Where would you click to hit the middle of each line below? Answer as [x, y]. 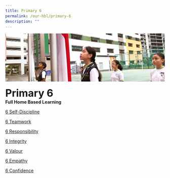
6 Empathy [16, 161]
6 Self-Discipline [23, 112]
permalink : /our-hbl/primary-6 [38, 16]
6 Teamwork [18, 122]
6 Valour [14, 151]
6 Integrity [16, 141]
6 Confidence [19, 171]
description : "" [22, 21]
